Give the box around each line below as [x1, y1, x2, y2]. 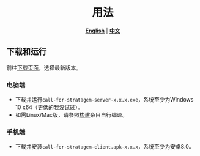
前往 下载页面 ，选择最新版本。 [6, 64, 81, 71]
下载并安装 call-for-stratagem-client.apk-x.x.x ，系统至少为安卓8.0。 [15, 143, 194, 150]
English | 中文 [85, 27, 120, 34]
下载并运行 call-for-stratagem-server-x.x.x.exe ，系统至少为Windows [15, 96, 194, 103]
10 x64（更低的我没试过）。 [15, 103, 84, 111]
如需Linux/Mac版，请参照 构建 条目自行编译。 [15, 111, 128, 119]
